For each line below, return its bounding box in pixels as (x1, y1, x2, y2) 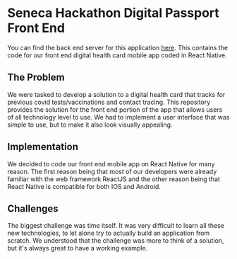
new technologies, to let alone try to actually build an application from (7, 229, 210, 238)
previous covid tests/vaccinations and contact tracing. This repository (7, 98, 211, 106)
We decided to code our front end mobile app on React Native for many (7, 159, 215, 168)
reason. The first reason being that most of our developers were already (7, 167, 217, 175)
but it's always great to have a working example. (7, 244, 148, 253)
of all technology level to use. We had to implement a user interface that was (7, 113, 230, 121)
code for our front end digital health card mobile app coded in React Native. (7, 51, 227, 59)
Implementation (7, 141, 79, 153)
